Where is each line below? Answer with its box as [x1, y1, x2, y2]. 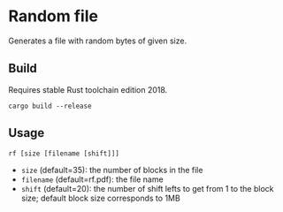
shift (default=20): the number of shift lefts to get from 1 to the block [20, 183, 274, 193]
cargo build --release [8, 102, 92, 110]
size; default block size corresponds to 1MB [20, 193, 180, 203]
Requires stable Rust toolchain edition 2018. [8, 84, 168, 95]
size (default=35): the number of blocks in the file [20, 164, 203, 175]
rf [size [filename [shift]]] [8, 148, 120, 158]
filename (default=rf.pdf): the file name [20, 174, 164, 185]
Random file [8, 6, 99, 26]
